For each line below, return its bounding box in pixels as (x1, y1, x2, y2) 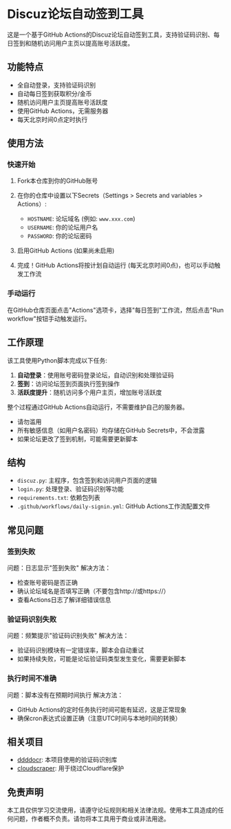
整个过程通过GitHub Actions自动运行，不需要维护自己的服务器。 (7, 403, 189, 411)
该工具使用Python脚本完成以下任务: (7, 356, 108, 364)
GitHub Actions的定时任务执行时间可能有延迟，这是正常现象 (16, 705, 187, 714)
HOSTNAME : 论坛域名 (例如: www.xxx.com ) (27, 214, 135, 223)
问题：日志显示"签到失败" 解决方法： (7, 563, 111, 572)
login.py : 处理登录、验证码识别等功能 (16, 485, 124, 493)
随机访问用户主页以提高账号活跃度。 (30, 39, 134, 47)
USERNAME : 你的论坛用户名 (27, 223, 98, 232)
